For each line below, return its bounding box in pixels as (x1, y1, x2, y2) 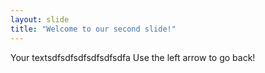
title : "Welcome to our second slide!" (10, 24, 177, 34)
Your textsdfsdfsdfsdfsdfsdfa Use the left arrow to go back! (10, 51, 256, 63)
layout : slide (10, 14, 70, 25)
